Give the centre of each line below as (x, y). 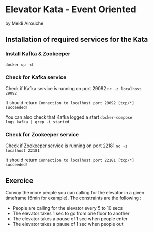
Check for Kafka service (36, 77)
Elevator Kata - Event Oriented (71, 9)
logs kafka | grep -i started (37, 122)
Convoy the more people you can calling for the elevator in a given (75, 193)
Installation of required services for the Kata (77, 39)
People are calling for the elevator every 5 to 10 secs (68, 208)
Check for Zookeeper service (42, 134)
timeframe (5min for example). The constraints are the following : (73, 198)
